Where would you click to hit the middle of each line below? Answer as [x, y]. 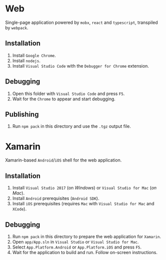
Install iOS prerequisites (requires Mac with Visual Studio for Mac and [83, 204]
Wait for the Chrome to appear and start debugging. [64, 99]
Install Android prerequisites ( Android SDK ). [56, 198]
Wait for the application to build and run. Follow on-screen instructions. [85, 252]
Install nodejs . [26, 61]
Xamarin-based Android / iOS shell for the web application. [63, 160]
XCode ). [19, 209]
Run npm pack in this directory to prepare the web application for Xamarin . [86, 236]
